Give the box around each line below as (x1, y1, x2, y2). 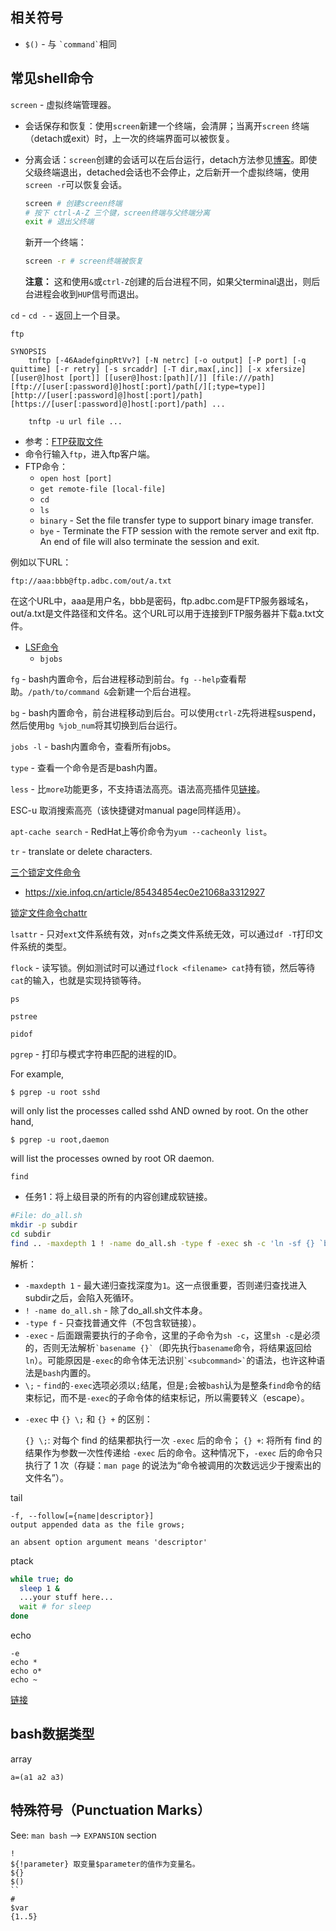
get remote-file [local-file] (39, 484, 167, 495)
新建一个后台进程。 (116, 686, 197, 698)
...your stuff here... (19, 1593, 114, 1603)
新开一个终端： (24, 236, 87, 248)
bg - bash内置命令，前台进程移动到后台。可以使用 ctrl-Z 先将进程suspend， (10, 707, 322, 719)
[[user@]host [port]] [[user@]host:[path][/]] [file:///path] (10, 373, 275, 383)
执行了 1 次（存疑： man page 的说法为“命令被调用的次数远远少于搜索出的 (24, 1459, 322, 1471)
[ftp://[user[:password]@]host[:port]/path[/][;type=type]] (10, 382, 267, 392)
